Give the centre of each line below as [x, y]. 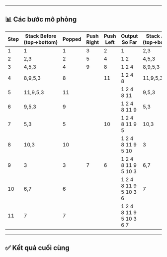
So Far [129, 42]
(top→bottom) [41, 42]
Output [129, 36]
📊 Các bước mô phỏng [41, 20]
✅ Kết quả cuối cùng [37, 248]
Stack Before [41, 36]
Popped [72, 39]
